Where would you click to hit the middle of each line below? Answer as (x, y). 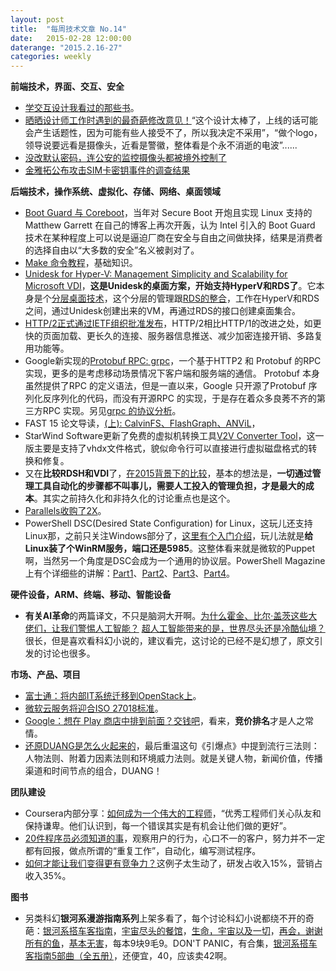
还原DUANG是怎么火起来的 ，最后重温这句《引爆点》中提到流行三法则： (172, 746)
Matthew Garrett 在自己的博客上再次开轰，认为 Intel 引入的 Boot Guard (170, 225)
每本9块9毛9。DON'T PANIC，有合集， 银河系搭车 (215, 943)
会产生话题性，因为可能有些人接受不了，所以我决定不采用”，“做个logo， (173, 133)
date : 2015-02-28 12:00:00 (71, 38)
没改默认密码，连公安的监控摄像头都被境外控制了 (125, 158)
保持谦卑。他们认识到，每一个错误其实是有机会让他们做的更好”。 (158, 826)
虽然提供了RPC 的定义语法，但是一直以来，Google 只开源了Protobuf (165, 386)
